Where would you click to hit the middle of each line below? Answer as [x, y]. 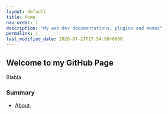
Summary [21, 92]
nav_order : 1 [22, 22]
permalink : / [22, 34]
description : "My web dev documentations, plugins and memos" [84, 28]
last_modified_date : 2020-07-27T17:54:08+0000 [64, 39]
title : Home [21, 17]
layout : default [26, 12]
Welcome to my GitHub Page [60, 63]
